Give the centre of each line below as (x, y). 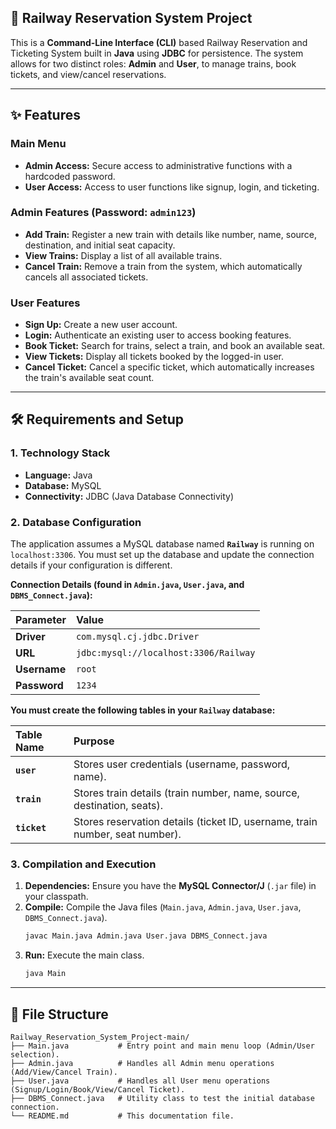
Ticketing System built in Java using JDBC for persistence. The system (157, 53)
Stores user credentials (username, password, (182, 764)
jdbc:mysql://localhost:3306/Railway (165, 653)
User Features (45, 303)
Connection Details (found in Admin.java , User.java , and (127, 585)
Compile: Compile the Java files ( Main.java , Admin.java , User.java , (163, 907)
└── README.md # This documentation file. (122, 1116)
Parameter (41, 620)
